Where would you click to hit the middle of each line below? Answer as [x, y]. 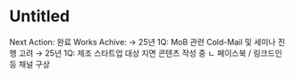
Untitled [40, 16]
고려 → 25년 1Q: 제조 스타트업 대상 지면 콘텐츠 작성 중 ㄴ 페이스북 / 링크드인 [151, 53]
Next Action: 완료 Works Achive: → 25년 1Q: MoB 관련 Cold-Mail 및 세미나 [143, 42]
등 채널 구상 [30, 64]
